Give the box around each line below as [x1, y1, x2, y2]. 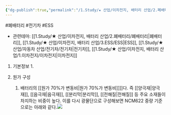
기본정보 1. [12, 63, 34, 69]
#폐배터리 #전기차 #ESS [5, 22, 54, 28]
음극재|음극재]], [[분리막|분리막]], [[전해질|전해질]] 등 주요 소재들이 [33, 91, 166, 97]
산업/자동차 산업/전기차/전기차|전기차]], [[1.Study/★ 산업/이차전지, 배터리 [12, 45, 159, 52]
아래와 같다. [34, 104, 58, 110]
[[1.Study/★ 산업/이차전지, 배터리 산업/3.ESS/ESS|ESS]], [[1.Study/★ [22, 39, 164, 45]
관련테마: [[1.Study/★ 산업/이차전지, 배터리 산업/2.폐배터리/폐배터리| [12, 33, 150, 39]
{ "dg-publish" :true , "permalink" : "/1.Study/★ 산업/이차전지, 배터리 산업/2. [5, 7, 158, 13]
